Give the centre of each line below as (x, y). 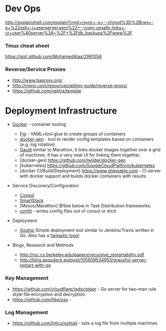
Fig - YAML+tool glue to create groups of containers (73, 134)
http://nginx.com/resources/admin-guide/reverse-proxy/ (70, 85)
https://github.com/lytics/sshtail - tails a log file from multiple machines (85, 323)
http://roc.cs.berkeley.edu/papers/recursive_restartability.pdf (82, 255)
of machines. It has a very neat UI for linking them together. (80, 155)
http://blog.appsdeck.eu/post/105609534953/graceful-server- (83, 260)
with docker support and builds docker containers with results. (83, 176)
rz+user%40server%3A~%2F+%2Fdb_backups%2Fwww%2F (69, 33)
